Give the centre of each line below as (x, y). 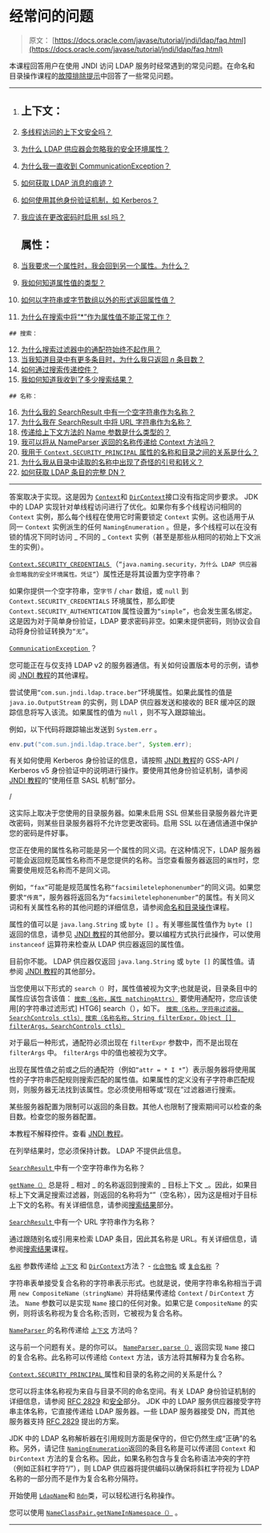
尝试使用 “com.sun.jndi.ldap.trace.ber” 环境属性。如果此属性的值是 (121, 692)
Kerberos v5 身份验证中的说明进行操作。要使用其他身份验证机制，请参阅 (129, 771)
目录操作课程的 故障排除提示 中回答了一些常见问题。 (93, 75)
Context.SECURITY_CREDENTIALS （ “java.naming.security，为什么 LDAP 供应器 (133, 564)
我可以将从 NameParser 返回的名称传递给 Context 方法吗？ (118, 442)
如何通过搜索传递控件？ (59, 369)
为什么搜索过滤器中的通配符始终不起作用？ (91, 349)
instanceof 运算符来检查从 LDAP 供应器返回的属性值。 (99, 944)
